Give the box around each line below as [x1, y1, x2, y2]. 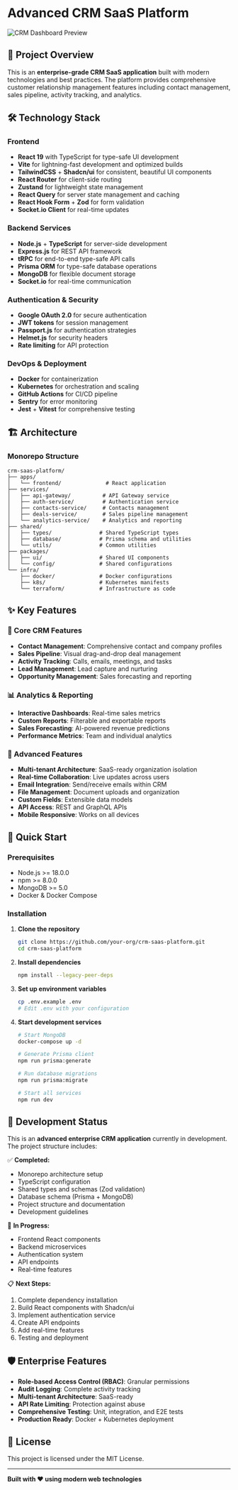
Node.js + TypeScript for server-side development [17, 239, 168, 248]
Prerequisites [7, 852, 55, 862]
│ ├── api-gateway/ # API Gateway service [7, 492, 170, 499]
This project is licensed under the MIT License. [7, 1455, 144, 1463]
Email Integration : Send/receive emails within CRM [17, 780, 167, 789]
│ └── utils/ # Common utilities [7, 542, 157, 549]
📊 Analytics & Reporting [7, 690, 93, 700]
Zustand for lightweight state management [17, 183, 144, 191]
